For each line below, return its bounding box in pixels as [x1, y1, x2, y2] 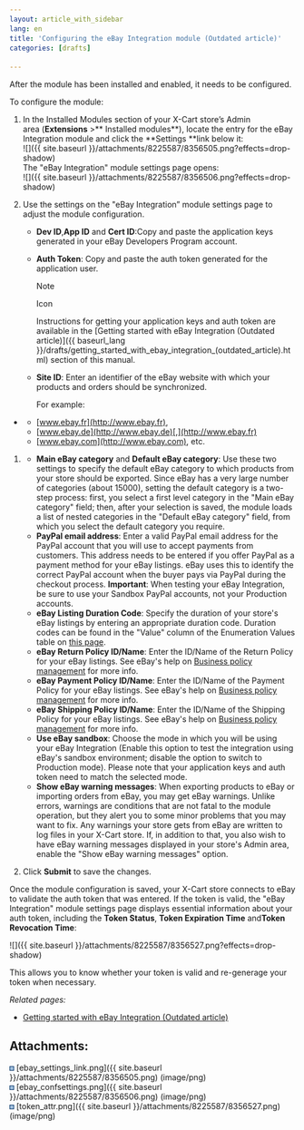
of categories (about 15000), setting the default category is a [35, 482, 265, 493]
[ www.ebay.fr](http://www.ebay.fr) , [35, 417, 169, 428]
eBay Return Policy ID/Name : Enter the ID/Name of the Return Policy [35, 647, 293, 658]
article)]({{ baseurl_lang [35, 336, 125, 346]
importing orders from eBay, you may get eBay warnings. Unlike [35, 791, 275, 802]
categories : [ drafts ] [9, 44, 92, 53]
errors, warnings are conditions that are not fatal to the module [35, 801, 271, 812]
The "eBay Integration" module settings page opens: [22, 162, 220, 173]
